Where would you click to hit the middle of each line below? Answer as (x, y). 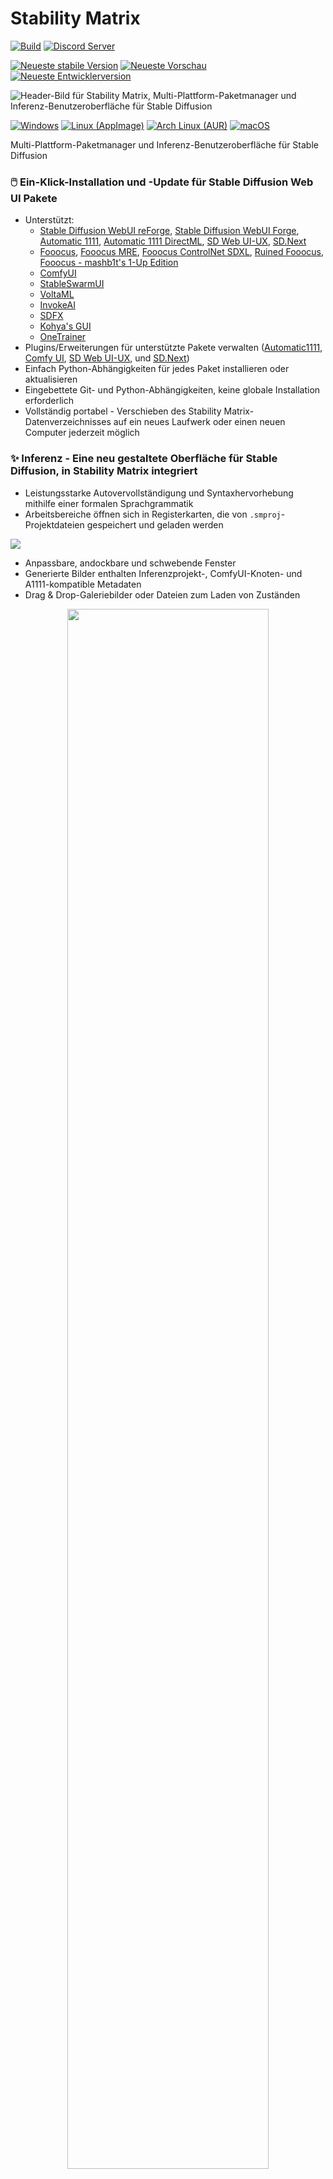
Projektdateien (54, 524)
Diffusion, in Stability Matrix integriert (104, 471)
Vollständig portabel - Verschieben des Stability (123, 411)
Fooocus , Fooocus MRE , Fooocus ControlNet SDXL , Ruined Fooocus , (182, 252)
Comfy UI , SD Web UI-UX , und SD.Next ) (107, 358)
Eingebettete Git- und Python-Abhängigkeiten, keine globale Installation (172, 390)
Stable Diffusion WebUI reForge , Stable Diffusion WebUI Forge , (169, 231)
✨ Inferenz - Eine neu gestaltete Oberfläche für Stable (144, 459)
